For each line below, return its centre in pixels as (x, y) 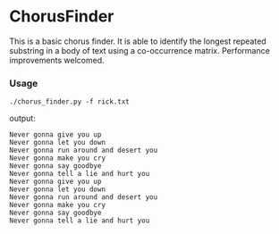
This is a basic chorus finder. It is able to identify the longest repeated (138, 41)
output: (22, 119)
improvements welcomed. (57, 60)
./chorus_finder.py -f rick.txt (69, 102)
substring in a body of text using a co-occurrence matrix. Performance (139, 50)
